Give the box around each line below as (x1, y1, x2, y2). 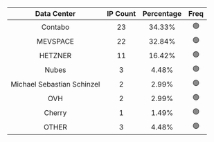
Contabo (41, 22, 70, 32)
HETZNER (39, 51, 72, 60)
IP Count (107, 9, 136, 18)
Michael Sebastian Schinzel (10, 79, 100, 89)
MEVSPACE (37, 36, 75, 46)
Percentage (142, 9, 182, 18)
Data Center (35, 9, 76, 18)
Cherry (44, 107, 67, 117)
